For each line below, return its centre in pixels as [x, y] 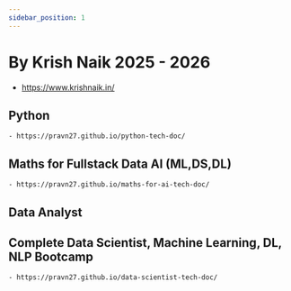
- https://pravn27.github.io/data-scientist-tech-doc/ [113, 277]
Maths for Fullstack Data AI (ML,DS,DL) [120, 164]
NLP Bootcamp [51, 256]
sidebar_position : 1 [47, 18]
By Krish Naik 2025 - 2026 [110, 62]
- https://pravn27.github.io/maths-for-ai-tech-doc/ [109, 185]
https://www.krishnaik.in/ [68, 87]
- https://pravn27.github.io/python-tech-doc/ [97, 136]
